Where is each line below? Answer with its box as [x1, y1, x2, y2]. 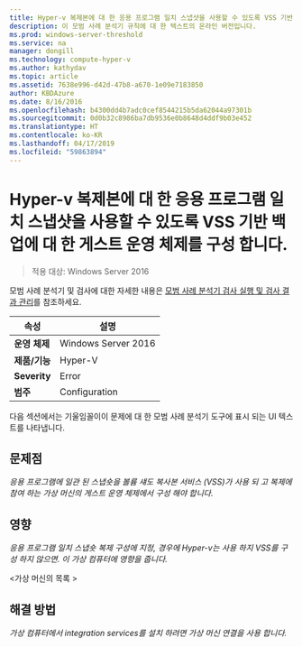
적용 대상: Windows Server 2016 [31, 265, 150, 276]
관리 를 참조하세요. [18, 296, 82, 307]
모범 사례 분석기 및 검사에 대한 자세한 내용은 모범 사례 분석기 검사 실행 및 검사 [9, 285, 281, 296]
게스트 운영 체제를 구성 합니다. [78, 234, 288, 254]
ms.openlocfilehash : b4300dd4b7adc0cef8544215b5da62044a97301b [9, 106, 252, 115]
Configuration [59, 385, 119, 398]
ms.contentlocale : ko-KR [9, 131, 103, 140]
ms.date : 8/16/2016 [9, 97, 83, 106]
